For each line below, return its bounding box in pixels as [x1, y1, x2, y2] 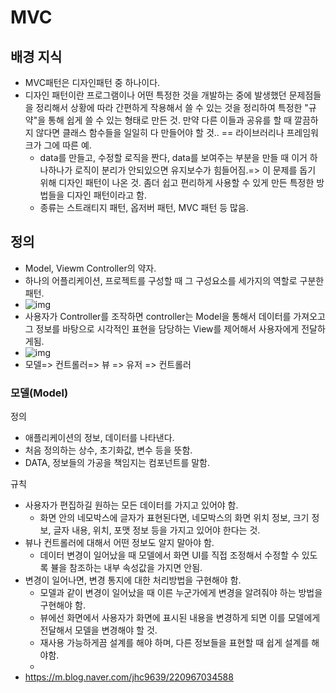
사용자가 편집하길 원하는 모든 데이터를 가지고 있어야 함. [24, 499, 239, 511]
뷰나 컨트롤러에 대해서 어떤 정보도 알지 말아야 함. [24, 537, 215, 549]
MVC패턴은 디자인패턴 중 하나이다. [24, 77, 161, 88]
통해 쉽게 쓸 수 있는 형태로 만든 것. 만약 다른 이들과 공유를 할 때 [48, 114, 293, 126]
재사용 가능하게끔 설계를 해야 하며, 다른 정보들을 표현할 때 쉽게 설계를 [39, 637, 310, 649]
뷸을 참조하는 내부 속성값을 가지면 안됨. [50, 562, 203, 574]
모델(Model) [10, 386, 69, 400]
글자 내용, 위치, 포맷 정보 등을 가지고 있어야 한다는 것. [53, 524, 261, 536]
